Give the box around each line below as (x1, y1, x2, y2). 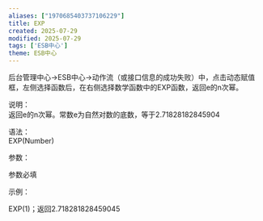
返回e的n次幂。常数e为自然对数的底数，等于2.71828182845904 (8, 110, 220, 119)
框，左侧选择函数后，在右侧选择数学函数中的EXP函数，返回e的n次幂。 (8, 82, 244, 92)
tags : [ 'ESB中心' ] (8, 42, 68, 50)
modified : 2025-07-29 (8, 34, 82, 43)
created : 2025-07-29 (8, 27, 78, 35)
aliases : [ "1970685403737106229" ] (8, 11, 125, 20)
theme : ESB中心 (8, 49, 57, 57)
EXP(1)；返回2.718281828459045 (8, 204, 121, 214)
